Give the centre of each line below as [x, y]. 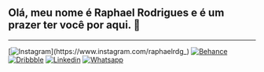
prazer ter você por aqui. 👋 [74, 25]
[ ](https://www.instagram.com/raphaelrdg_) [99, 51]
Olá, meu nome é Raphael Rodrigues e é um [116, 13]
